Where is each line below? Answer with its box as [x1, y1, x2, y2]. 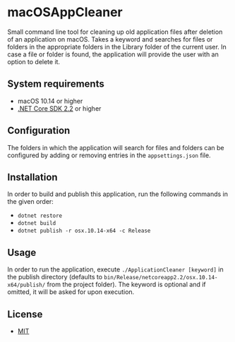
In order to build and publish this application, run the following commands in [7, 190, 228, 198]
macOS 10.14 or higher [17, 97, 83, 105]
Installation [7, 171, 58, 183]
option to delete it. [7, 57, 61, 66]
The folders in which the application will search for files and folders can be [7, 143, 224, 152]
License [7, 308, 43, 320]
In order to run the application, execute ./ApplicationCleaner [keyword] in [7, 265, 224, 274]
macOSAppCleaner [7, 4, 123, 20]
